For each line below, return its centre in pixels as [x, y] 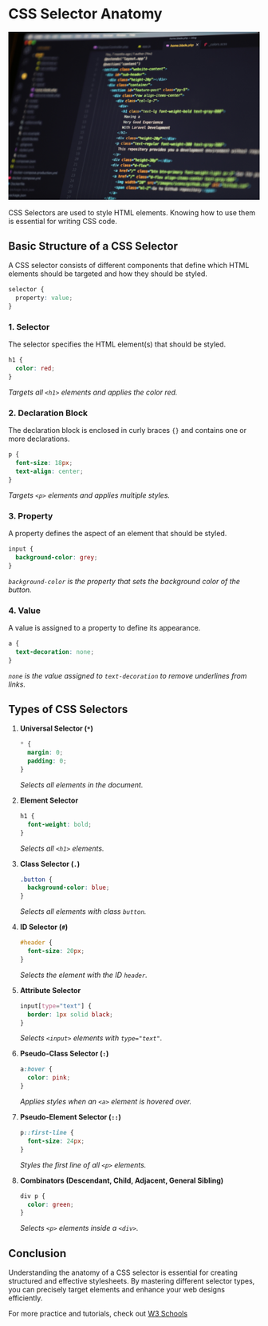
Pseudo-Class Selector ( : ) [64, 1054]
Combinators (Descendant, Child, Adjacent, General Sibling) [122, 1180]
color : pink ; [49, 1078]
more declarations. [39, 439]
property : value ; [44, 298]
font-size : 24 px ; [56, 1141]
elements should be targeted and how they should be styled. [108, 274]
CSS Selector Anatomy [85, 14]
